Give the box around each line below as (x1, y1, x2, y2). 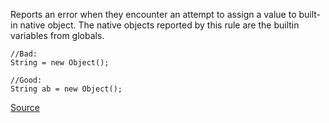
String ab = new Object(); (10, 84, 123, 94)
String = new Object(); (10, 58, 110, 68)
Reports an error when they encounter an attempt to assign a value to (10, 9, 297, 20)
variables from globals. (10, 30, 105, 41)
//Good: (10, 75, 43, 85)
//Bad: (10, 49, 38, 59)
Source (10, 102, 40, 113)
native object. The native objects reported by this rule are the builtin (19, 19, 300, 31)
